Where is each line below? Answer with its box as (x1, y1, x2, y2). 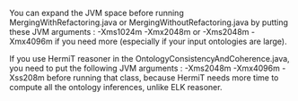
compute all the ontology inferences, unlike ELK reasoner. (9, 82, 223, 92)
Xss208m (9, 72, 45, 83)
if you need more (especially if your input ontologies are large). (54, 36, 287, 46)
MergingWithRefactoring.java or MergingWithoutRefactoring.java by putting (9, 17, 289, 28)
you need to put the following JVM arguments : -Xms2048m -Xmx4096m (9, 63, 280, 73)
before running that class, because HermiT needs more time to (46, 72, 279, 83)
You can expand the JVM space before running (9, 8, 184, 18)
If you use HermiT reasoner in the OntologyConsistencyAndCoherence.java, (9, 54, 290, 63)
